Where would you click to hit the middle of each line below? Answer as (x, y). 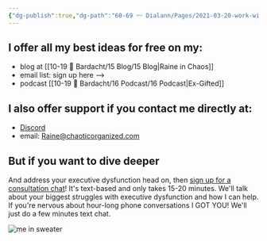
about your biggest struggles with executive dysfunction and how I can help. (133, 197)
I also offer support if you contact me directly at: (130, 108)
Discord (33, 128)
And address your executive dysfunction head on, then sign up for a (120, 180)
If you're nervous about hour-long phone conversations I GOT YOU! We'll (128, 205)
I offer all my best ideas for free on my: (105, 48)
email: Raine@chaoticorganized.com (79, 136)
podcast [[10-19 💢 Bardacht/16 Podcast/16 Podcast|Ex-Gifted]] (122, 83)
